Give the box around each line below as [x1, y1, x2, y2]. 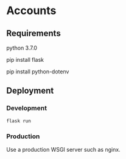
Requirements [6, 28, 61, 39]
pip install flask [6, 56, 44, 63]
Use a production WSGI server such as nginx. [6, 146, 121, 153]
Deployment [6, 86, 54, 96]
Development [6, 104, 47, 113]
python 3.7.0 [6, 44, 38, 51]
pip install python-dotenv [6, 68, 69, 75]
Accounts [6, 4, 57, 18]
